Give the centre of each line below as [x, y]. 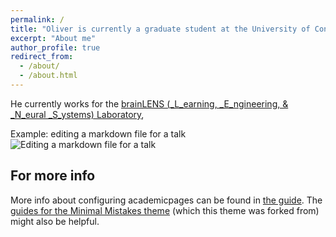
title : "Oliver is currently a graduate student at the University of [160, 29]
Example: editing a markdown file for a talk [98, 133]
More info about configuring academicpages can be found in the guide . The [166, 200]
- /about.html [48, 76]
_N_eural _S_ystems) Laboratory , [77, 114]
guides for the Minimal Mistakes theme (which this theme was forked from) [165, 210]
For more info [53, 176]
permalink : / [37, 19]
